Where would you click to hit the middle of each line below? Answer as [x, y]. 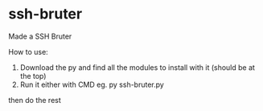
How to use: [28, 51]
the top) [33, 76]
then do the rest [35, 100]
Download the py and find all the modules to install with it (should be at [138, 67]
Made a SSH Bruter [40, 36]
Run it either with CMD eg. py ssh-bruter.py [92, 84]
